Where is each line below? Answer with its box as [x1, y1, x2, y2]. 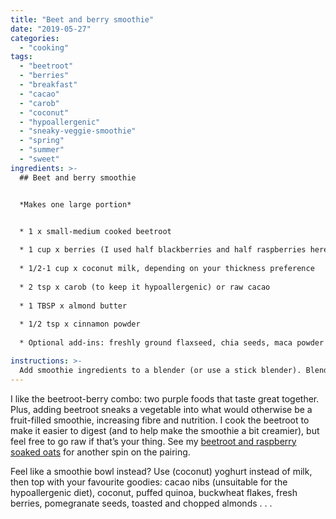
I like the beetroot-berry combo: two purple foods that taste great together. [10, 392, 320, 405]
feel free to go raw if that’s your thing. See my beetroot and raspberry [10, 435, 297, 447]
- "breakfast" [19, 80, 78, 90]
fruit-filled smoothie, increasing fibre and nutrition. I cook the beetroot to [10, 414, 310, 426]
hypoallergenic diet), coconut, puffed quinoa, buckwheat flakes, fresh [10, 486, 298, 498]
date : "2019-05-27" [10, 24, 92, 34]
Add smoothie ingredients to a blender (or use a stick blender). [19, 365, 302, 375]
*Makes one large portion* [19, 199, 132, 210]
